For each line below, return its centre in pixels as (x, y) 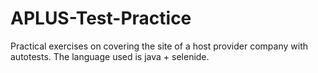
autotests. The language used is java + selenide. (110, 56)
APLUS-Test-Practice (101, 18)
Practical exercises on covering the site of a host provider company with (159, 46)
